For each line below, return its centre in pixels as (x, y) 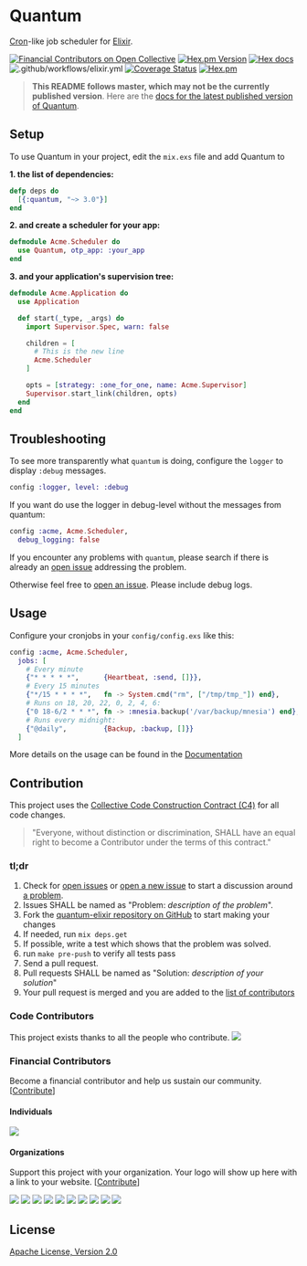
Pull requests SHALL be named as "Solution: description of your (143, 973)
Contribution (47, 783)
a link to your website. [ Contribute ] (74, 1182)
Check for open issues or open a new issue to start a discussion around (158, 886)
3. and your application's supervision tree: (92, 276)
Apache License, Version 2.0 (64, 1251)
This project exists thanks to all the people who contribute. (120, 1037)
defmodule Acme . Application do (69, 293)
